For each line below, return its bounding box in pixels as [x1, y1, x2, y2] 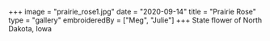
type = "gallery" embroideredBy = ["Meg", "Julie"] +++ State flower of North [8, 15, 263, 25]
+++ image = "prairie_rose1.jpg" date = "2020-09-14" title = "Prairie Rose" [8, 7, 257, 16]
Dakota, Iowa [8, 24, 53, 33]
